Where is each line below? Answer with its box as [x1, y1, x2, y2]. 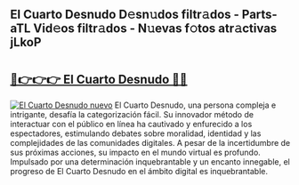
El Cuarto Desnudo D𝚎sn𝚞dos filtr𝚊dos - [10, 7, 239, 22]
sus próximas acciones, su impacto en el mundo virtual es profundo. [10, 147, 261, 157]
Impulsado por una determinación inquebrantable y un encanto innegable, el [10, 157, 290, 167]
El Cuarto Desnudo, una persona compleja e [114, 100, 277, 110]
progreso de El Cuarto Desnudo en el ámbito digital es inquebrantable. [10, 166, 268, 176]
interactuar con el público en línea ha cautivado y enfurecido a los [10, 119, 253, 129]
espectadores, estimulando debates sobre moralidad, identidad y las [10, 128, 262, 139]
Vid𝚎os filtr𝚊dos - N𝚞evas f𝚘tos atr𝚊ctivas [33, 21, 278, 36]
